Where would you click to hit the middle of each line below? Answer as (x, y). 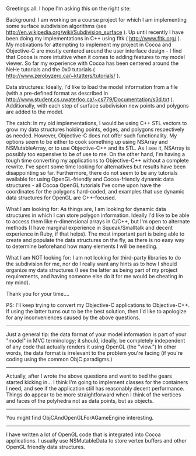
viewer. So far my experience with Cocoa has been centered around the (92, 63)
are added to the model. (35, 112)
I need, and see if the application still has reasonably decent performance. (95, 388)
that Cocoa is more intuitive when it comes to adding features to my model (96, 57)
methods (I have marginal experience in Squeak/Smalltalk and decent (90, 228)
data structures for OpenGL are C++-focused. (61, 198)
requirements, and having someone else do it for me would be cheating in (94, 276)
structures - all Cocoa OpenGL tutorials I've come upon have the (84, 185)
